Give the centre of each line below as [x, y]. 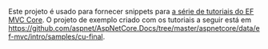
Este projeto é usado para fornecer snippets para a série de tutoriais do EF [131, 11]
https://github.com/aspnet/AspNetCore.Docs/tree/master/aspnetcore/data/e [134, 28]
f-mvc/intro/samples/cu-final [56, 36]
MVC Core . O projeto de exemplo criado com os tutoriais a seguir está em [130, 20]
